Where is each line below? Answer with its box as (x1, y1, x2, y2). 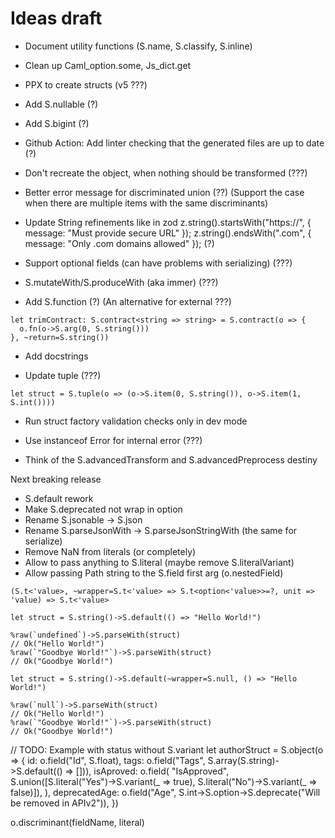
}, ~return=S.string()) (10, 332, 110, 342)
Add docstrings (24, 350, 89, 362)
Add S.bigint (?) (24, 117, 90, 129)
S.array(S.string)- (207, 754, 280, 766)
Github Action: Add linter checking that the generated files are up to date (24, 137, 325, 149)
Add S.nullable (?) (24, 98, 99, 110)
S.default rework (24, 492, 94, 504)
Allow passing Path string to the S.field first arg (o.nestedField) (24, 567, 284, 579)
